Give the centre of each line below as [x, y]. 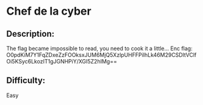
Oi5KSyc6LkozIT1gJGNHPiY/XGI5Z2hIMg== [62, 61]
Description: [30, 34]
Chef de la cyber [49, 11]
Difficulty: [26, 81]
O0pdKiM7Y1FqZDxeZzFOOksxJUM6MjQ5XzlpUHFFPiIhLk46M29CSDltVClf [101, 55]
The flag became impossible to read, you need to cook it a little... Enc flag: [100, 48]
